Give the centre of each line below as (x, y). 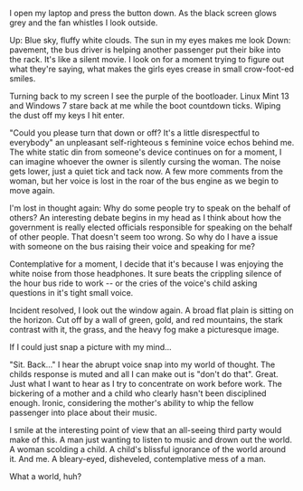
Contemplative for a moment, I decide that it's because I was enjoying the (147, 264)
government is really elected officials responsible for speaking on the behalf (151, 227)
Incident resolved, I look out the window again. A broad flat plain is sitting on (151, 310)
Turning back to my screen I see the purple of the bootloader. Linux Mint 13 (149, 96)
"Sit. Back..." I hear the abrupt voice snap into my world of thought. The (142, 364)
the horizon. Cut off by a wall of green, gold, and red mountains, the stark (146, 320)
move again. (33, 190)
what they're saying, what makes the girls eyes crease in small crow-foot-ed (152, 69)
